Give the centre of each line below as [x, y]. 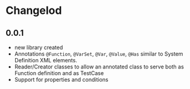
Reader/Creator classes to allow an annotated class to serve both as [99, 67]
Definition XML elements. [46, 60]
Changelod [34, 11]
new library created [39, 47]
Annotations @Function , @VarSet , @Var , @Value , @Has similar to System [99, 54]
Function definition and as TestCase [59, 73]
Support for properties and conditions [61, 80]
